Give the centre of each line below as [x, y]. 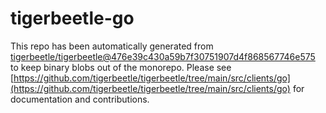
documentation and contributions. [80, 99]
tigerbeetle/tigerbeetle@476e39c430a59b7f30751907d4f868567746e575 [163, 56]
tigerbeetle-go [72, 18]
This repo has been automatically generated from [112, 46]
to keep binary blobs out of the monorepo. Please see [121, 67]
